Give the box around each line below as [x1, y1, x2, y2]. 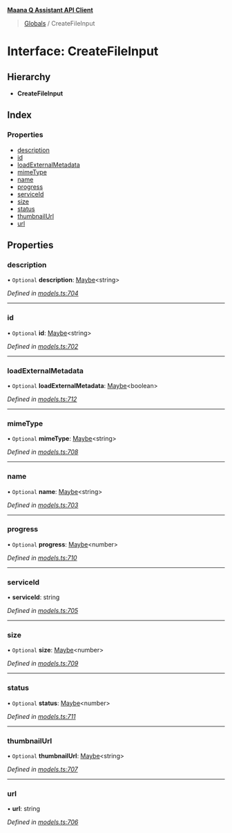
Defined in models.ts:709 [7, 659, 79, 668]
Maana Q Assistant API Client [7, 6, 93, 14]
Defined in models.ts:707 [7, 765, 78, 773]
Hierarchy [7, 71, 51, 82]
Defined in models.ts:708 [7, 448, 79, 456]
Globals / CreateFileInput [23, 19, 95, 27]
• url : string [7, 805, 40, 813]
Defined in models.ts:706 [7, 818, 79, 826]
